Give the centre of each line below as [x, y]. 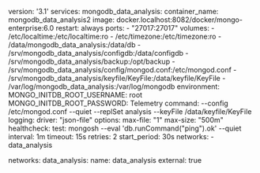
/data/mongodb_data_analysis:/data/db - [74, 45]
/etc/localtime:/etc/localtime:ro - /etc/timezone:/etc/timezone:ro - [115, 36]
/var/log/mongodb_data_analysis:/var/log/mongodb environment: [114, 86]
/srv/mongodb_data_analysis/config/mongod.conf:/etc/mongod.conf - [122, 70]
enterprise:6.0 [31, 28]
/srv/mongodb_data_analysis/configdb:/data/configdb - [98, 53]
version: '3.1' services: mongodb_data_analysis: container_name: [113, 11]
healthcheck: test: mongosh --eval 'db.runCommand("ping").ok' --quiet [125, 128]
